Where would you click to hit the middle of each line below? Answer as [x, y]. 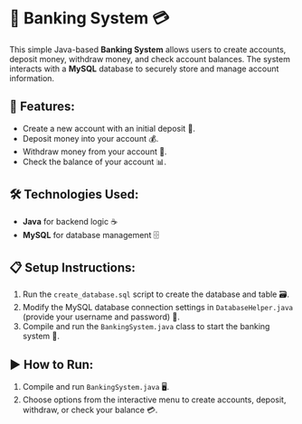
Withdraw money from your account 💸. [94, 152]
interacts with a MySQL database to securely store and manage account [144, 69]
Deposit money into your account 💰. [90, 138]
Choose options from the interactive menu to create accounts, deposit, [154, 400]
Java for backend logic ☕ [70, 221]
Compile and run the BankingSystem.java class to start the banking [146, 327]
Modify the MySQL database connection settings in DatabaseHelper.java [158, 308]
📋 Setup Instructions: [72, 267]
